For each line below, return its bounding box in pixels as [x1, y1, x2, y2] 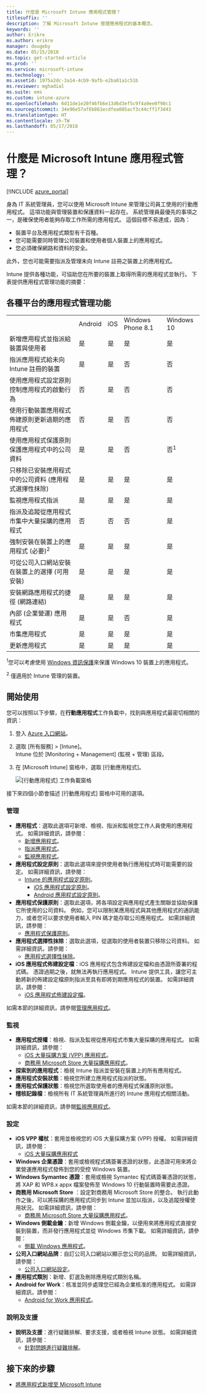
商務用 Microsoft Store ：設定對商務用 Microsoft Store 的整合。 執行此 [15, 1189, 194, 1196]
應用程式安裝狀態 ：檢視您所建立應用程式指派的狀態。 [15, 1074, 150, 1082]
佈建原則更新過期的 [9, 415, 66, 424]
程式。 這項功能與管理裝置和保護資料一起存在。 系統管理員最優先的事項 [11, 208, 192, 216]
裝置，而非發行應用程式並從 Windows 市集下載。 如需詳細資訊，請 [26, 1227, 194, 1235]
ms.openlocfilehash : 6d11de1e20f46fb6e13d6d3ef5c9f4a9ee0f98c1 [6, 100, 172, 106]
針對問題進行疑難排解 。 [24, 1344, 84, 1351]
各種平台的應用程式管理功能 [6, 298, 112, 308]
